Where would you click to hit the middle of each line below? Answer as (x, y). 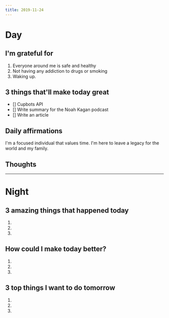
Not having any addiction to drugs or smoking (60, 71)
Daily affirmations (34, 131)
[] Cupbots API (28, 104)
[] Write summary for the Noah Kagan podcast (60, 110)
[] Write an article (30, 115)
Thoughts (21, 164)
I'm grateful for (29, 54)
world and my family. (27, 148)
